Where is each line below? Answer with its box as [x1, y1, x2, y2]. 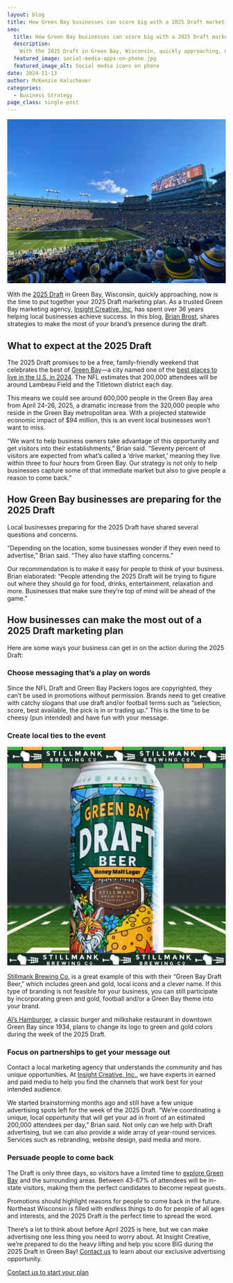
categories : [7, 84, 42, 92]
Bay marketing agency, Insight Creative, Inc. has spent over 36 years [7, 305, 204, 314]
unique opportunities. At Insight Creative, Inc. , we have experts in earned [7, 1071, 216, 1079]
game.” [7, 594, 28, 602]
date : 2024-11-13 [7, 69, 58, 76]
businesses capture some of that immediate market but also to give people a [7, 466, 226, 475]
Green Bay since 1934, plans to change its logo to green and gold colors [7, 1023, 213, 1031]
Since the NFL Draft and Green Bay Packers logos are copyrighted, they [7, 683, 213, 692]
